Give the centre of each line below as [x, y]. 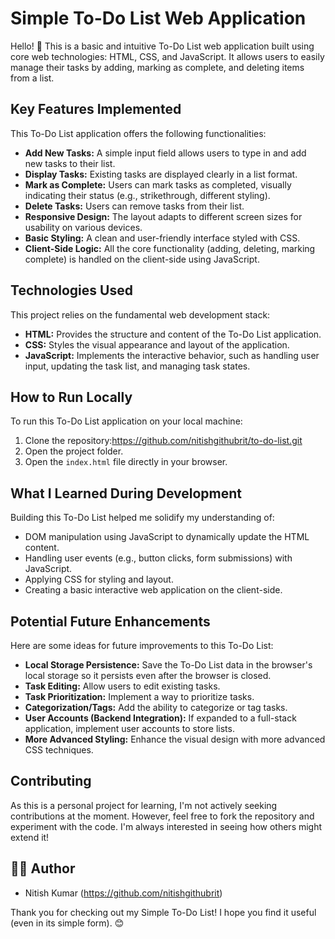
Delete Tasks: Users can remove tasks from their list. [134, 206]
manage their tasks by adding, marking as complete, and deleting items [157, 67]
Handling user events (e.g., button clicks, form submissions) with [158, 558]
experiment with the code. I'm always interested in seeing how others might [166, 826]
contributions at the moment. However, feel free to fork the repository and [162, 816]
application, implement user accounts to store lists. [129, 728]
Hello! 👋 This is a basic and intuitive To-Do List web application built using [162, 46]
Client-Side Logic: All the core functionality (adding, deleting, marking [170, 248]
